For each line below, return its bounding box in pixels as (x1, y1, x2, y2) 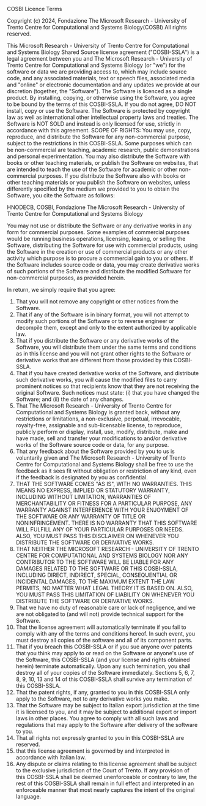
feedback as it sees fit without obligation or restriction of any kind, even (15, 467, 197, 474)
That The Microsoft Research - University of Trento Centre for (15, 402, 172, 409)
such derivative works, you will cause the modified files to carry (15, 376, 177, 383)
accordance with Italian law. (15, 754, 86, 761)
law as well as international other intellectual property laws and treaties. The (7, 113, 199, 121)
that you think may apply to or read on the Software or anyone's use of (15, 650, 194, 656)
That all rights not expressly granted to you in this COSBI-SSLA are (15, 734, 185, 741)
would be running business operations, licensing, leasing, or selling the (7, 235, 186, 242)
